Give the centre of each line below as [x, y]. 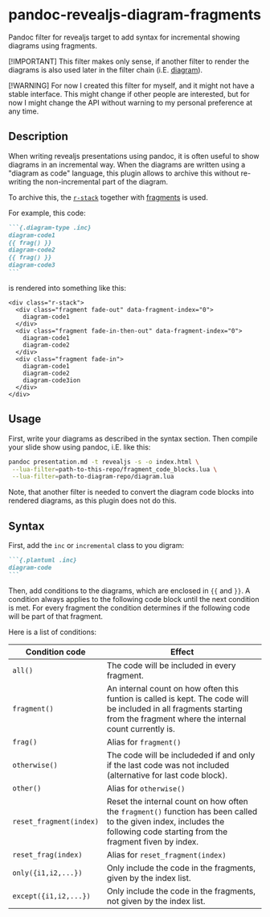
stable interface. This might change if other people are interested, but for [129, 93]
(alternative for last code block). [167, 775]
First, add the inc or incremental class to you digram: [96, 546]
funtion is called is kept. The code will [178, 699]
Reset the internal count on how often [178, 801]
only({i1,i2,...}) [47, 873]
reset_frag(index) [47, 855]
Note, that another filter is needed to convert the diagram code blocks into [131, 492]
